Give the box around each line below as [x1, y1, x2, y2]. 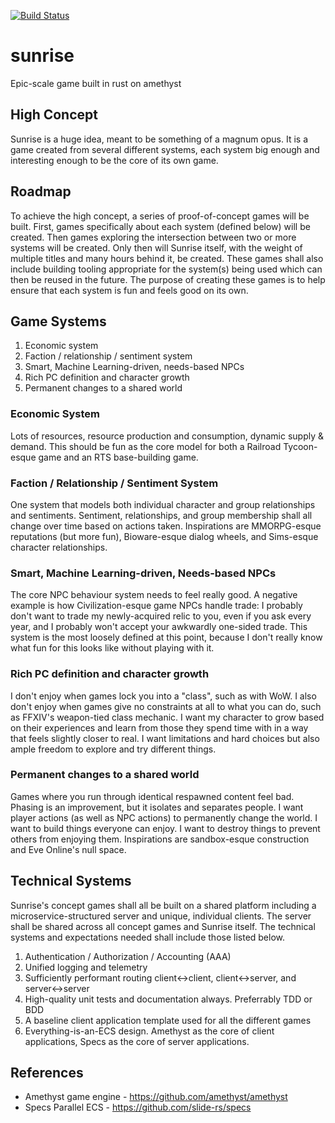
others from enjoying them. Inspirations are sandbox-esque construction [10, 833, 310, 845]
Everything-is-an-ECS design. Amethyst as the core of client [24, 1025, 275, 1037]
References [10, 1065, 84, 1082]
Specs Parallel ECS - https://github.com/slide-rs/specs [24, 1101, 252, 1114]
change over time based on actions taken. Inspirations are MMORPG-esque [10, 520, 322, 532]
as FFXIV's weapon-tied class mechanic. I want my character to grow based [10, 711, 325, 723]
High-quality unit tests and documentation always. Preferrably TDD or [24, 993, 313, 1005]
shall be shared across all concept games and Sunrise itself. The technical [10, 920, 316, 932]
